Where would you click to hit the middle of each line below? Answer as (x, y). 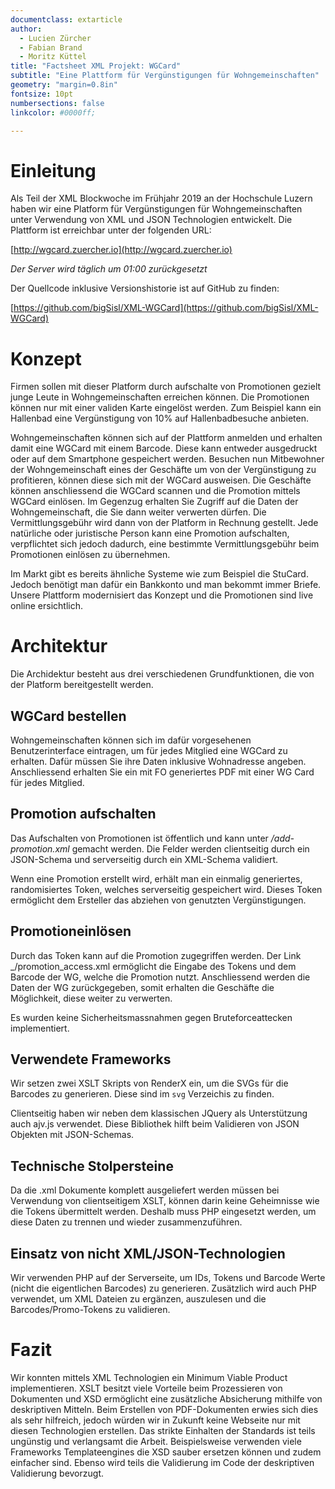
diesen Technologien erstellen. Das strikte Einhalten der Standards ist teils (163, 1430)
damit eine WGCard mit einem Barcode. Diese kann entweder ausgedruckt (164, 448)
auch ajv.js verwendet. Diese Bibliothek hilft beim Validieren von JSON (155, 1124)
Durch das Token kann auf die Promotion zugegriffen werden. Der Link (156, 955)
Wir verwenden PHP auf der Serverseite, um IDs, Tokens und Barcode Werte (168, 1278)
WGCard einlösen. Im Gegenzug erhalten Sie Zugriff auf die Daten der (154, 502)
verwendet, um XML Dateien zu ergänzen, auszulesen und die (138, 1299)
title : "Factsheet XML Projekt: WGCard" (96, 66)
